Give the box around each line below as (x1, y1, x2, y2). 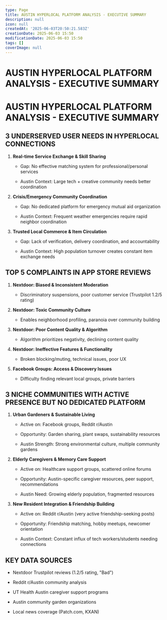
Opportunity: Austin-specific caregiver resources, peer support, (20, 476, 154, 482)
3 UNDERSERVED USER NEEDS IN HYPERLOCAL (5, 132, 159, 141)
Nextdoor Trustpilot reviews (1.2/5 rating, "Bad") (12, 569, 114, 576)
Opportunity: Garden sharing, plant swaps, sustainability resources (20, 431, 160, 437)
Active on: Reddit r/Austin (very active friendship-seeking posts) (20, 511, 155, 517)
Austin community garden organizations (12, 599, 96, 605)
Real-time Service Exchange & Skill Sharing (12, 153, 107, 159)
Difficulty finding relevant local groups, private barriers (20, 375, 135, 382)
